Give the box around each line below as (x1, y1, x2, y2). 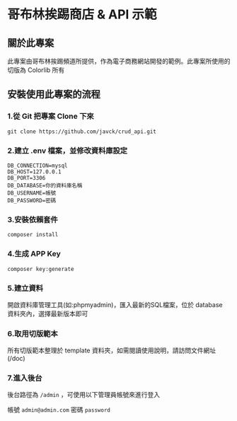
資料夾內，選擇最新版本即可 (7, 309, 88, 318)
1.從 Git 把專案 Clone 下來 (7, 111, 94, 121)
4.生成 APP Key (7, 249, 62, 259)
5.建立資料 (7, 283, 44, 293)
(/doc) (7, 354, 26, 363)
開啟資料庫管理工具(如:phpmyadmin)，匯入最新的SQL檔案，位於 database (7, 300, 223, 308)
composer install (7, 231, 59, 238)
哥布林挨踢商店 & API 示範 (7, 6, 157, 23)
